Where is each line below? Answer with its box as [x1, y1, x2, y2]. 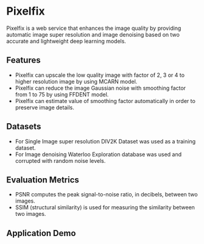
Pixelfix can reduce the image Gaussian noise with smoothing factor [15, 84, 186, 91]
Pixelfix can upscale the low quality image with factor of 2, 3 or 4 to [15, 71, 185, 79]
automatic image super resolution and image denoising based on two [6, 30, 180, 38]
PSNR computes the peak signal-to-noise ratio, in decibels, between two [15, 191, 198, 198]
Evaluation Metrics [6, 174, 79, 185]
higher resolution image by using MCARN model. [15, 77, 138, 85]
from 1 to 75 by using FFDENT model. [15, 90, 109, 98]
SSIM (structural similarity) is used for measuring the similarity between [15, 204, 195, 211]
